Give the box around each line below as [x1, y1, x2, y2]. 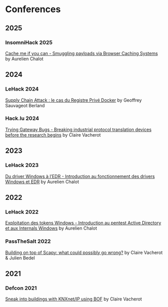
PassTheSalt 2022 [5, 238, 51, 245]
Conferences [5, 4, 61, 15]
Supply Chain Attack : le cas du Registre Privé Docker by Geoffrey [5, 97, 142, 103]
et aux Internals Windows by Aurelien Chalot [5, 225, 97, 231]
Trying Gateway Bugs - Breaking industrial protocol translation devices [5, 126, 152, 133]
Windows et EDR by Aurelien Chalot [5, 179, 79, 185]
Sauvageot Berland [5, 102, 45, 108]
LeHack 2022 [5, 208, 39, 215]
